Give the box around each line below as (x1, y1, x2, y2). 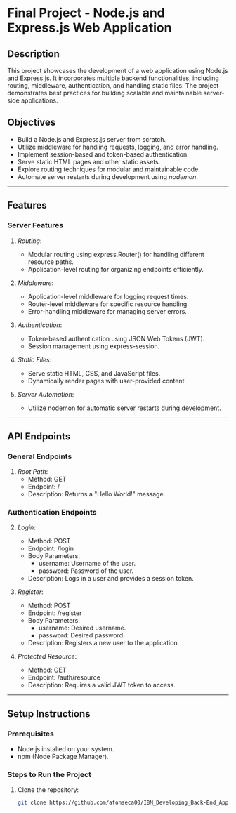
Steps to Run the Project (7, 770, 91, 780)
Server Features (7, 220, 64, 230)
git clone (17, 799, 47, 807)
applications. (20, 96, 58, 105)
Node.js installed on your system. (17, 745, 114, 753)
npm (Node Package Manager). (17, 753, 109, 761)
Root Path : (17, 468, 48, 476)
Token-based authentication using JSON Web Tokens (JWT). (27, 334, 205, 343)
